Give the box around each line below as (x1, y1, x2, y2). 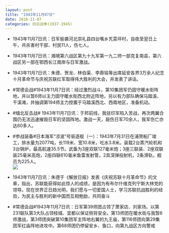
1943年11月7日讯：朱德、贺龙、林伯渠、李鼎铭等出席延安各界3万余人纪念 (12, 70, 164, 76)
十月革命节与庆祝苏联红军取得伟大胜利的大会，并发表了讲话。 (12, 76, 141, 82)
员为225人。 (12, 159, 39, 165)
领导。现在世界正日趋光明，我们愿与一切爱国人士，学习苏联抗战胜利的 (12, 187, 159, 193)
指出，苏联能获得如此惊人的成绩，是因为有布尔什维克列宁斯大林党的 (21, 181, 163, 187)
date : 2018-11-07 (5, 17, 42, 22)
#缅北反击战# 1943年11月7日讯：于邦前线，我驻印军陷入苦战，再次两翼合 (12, 110, 164, 116)
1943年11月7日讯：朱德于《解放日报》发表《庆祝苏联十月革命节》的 (12, 174, 153, 180)
